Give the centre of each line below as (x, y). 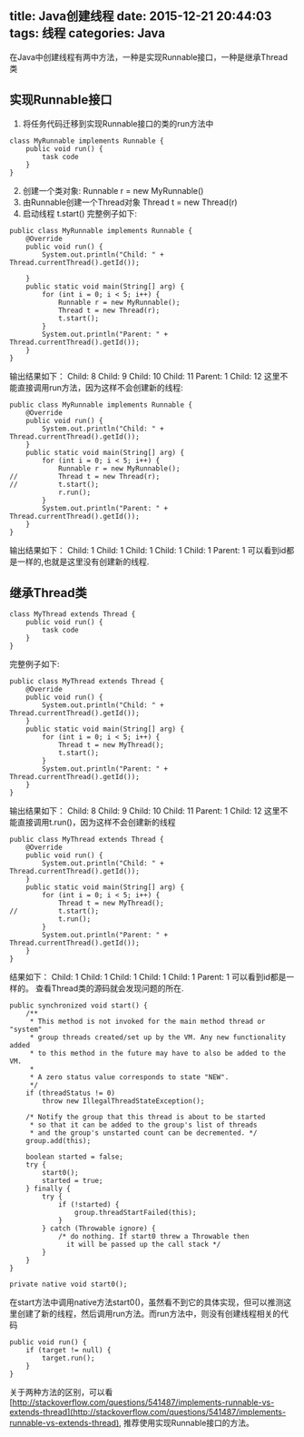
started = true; (73, 1181)
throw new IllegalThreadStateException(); (123, 1101)
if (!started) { (88, 1205)
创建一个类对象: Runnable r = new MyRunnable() (113, 190)
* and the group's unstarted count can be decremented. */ (143, 1133)
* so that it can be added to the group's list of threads (143, 1125)
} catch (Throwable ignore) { (99, 1229)
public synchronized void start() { (78, 1006)
